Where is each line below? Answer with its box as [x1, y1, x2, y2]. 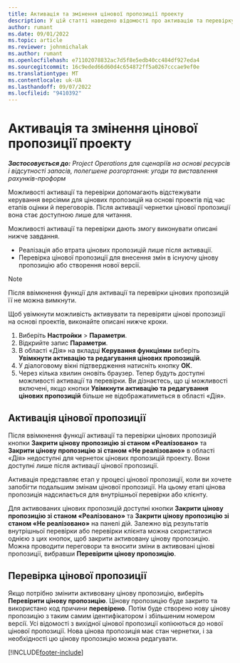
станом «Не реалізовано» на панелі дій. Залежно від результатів [8, 519, 209, 527]
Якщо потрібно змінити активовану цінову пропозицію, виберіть [8, 588, 204, 598]
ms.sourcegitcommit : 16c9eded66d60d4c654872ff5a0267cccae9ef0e [8, 63, 200, 70]
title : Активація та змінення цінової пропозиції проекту [8, 10, 184, 18]
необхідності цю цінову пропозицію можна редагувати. [8, 634, 178, 642]
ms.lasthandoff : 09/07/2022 [8, 83, 92, 90]
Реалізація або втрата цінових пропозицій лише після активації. [18, 246, 213, 255]
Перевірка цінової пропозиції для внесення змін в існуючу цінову [18, 253, 219, 262]
